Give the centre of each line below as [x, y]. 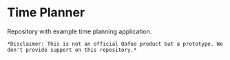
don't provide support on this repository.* [72, 50]
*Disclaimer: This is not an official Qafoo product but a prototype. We [115, 44]
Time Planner [46, 13]
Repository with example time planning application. [80, 31]
